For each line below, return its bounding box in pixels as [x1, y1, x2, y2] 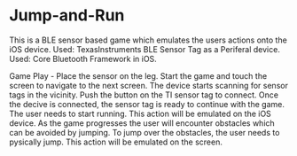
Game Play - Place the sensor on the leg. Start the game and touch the [9, 70, 268, 81]
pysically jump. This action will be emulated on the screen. [9, 136, 223, 147]
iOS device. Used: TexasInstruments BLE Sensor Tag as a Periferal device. [9, 43, 281, 54]
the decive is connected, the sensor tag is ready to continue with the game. [9, 98, 285, 109]
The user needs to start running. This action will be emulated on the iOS [9, 108, 272, 119]
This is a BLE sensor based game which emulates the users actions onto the [9, 35, 288, 45]
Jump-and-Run [9, 5, 125, 26]
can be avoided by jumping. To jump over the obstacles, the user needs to [9, 127, 280, 137]
